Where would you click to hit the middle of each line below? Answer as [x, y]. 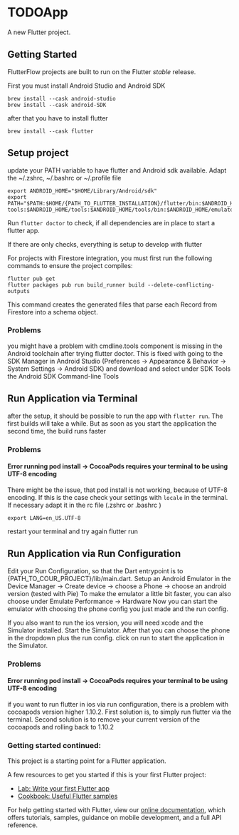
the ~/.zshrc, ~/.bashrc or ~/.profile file [64, 178]
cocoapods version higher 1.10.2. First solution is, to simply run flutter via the [119, 712]
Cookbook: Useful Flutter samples [68, 796]
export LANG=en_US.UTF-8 [44, 518]
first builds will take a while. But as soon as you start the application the [112, 423]
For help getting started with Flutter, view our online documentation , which [117, 810]
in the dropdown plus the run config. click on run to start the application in [116, 637]
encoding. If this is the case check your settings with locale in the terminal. [118, 497]
